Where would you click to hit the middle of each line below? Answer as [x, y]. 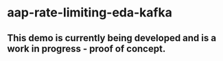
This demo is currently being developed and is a [112, 38]
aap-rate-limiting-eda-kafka [90, 13]
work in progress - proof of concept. [86, 48]
